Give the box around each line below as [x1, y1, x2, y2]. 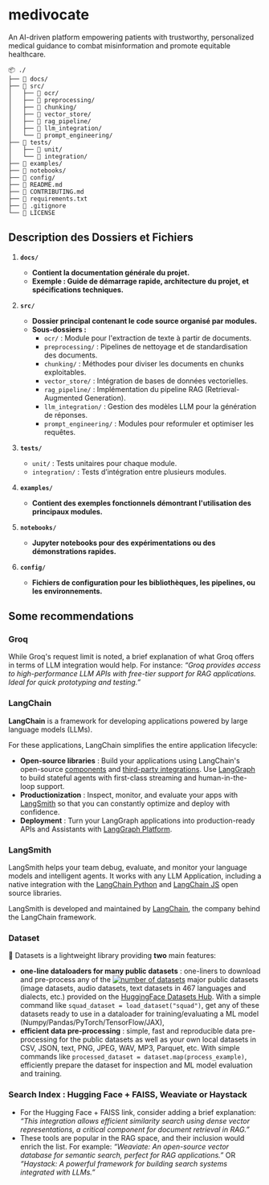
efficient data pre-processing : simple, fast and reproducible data [19, 1026, 240, 1036]
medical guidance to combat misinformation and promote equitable [8, 40, 231, 50]
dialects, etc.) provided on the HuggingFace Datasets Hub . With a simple [19, 992, 261, 1001]
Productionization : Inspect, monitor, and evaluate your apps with [19, 790, 238, 799]
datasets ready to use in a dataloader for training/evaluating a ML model [19, 1009, 259, 1019]
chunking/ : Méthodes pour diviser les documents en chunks [43, 358, 245, 368]
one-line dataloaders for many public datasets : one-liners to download [19, 966, 261, 976]
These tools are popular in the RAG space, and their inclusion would [19, 1133, 245, 1142]
